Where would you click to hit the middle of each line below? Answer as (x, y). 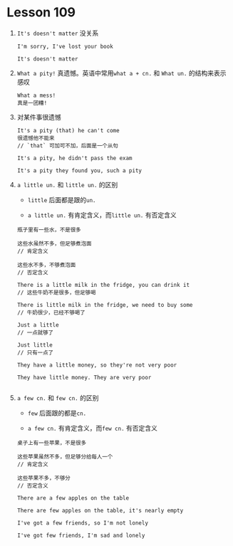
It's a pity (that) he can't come (68, 130)
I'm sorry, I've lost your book (65, 46)
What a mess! (36, 95)
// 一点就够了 (35, 332)
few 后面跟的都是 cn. (57, 413)
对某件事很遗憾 (39, 117)
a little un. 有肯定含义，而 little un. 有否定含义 (102, 215)
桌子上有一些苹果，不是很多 (52, 443)
